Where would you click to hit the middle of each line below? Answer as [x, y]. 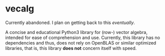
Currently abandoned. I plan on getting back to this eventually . [70, 22]
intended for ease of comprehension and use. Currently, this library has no [83, 37]
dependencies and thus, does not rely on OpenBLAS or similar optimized [81, 42]
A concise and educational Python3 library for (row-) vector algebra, [76, 32]
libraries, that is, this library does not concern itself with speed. [71, 48]
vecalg [20, 9]
